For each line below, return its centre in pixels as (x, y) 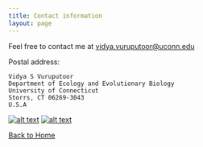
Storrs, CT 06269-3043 (46, 97)
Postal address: (34, 62)
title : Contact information (56, 16)
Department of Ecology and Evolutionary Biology (91, 84)
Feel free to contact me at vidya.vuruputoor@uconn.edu (101, 46)
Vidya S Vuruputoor (41, 76)
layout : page (30, 23)
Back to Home (32, 135)
